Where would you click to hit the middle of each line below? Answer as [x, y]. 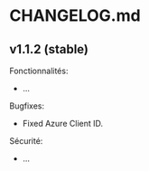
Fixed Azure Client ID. [63, 123]
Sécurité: [26, 141]
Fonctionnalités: [39, 71]
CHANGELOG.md [75, 16]
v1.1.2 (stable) [49, 49]
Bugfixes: [27, 106]
